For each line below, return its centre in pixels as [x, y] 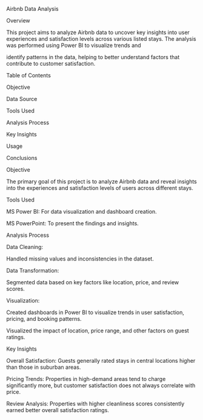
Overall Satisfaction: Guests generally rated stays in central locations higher [101, 361]
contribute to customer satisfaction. [51, 64]
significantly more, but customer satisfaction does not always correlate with [101, 385]
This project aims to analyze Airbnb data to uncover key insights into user [98, 32]
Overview [18, 20]
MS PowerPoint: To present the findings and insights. [73, 223]
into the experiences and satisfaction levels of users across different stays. [100, 188]
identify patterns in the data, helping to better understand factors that [93, 57]
